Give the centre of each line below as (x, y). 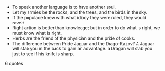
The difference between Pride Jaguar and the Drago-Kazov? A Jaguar (83, 43)
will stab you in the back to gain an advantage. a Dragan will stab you (82, 49)
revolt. (19, 23)
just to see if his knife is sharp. (43, 54)
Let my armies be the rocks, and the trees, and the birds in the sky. (80, 12)
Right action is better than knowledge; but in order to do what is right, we (86, 28)
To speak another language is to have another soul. (64, 7)
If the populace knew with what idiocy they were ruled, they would (79, 17)
